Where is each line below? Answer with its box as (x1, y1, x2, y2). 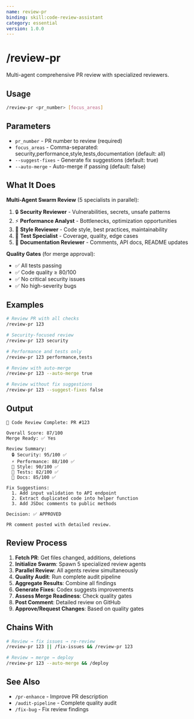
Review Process (6, 538, 67, 548)
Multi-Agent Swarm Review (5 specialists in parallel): (6, 196, 139, 203)
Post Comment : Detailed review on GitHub (14, 598, 121, 605)
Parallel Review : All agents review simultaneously (14, 566, 138, 574)
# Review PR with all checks (6, 316, 79, 322)
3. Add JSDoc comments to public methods (11, 500, 117, 506)
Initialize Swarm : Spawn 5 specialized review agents (14, 560, 147, 568)
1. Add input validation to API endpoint (11, 490, 117, 496)
